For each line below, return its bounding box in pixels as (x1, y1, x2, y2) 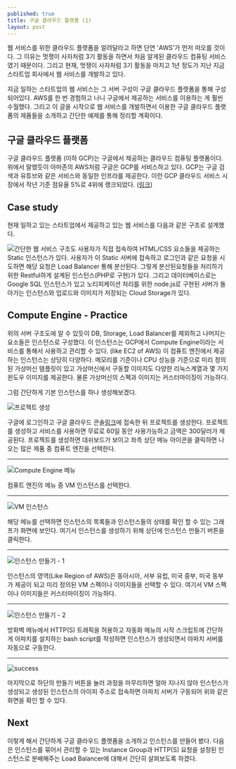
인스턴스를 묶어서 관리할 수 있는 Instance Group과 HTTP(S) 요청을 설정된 (14, 745, 217, 754)
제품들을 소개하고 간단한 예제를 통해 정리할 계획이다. (20, 111, 163, 120)
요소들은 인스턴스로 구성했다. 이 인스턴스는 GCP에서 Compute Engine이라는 (7, 337, 216, 346)
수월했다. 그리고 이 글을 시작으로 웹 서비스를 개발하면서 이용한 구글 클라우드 (7, 103, 214, 111)
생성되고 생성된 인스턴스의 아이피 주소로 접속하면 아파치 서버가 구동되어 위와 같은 (7, 687, 229, 696)
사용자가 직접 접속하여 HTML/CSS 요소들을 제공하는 (77, 244, 221, 253)
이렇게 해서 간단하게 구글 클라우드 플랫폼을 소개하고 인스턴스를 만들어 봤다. (7, 737, 212, 745)
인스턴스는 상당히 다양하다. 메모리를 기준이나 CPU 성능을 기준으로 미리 (20, 355, 214, 363)
